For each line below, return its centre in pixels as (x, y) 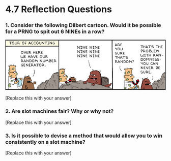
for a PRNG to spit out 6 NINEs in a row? (55, 31)
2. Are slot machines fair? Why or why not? (60, 111)
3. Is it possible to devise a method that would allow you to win (84, 136)
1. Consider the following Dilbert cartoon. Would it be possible (83, 25)
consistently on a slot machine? (45, 142)
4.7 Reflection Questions (59, 9)
